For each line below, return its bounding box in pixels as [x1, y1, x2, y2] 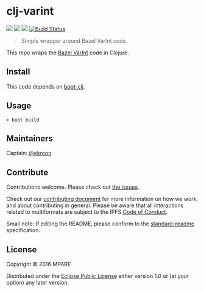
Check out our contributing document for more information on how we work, [6, 195, 199, 203]
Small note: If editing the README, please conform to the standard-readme [6, 220, 195, 227]
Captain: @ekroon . [6, 150, 54, 157]
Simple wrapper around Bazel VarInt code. [21, 37, 128, 44]
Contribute [6, 167, 49, 178]
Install [6, 67, 30, 77]
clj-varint [6, 4, 54, 18]
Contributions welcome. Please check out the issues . [6, 183, 139, 191]
